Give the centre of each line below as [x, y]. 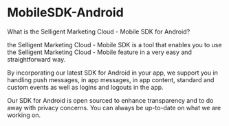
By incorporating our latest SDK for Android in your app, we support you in [113, 73]
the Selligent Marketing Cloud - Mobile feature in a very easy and [100, 52]
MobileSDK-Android [65, 13]
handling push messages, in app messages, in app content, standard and [111, 79]
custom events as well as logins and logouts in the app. [85, 87]
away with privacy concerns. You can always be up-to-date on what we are [114, 108]
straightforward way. [36, 59]
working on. [24, 115]
